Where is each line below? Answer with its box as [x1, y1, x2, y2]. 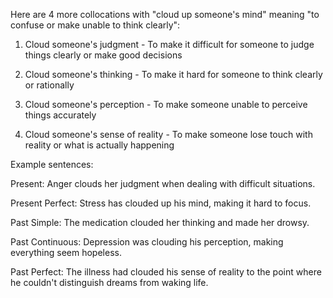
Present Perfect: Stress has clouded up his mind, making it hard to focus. [10, 197, 312, 209]
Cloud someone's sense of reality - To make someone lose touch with [24, 129, 313, 140]
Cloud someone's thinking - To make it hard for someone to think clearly [24, 69, 323, 80]
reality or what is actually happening [24, 139, 175, 151]
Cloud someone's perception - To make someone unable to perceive [24, 99, 308, 110]
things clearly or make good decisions [24, 49, 183, 61]
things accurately [24, 109, 97, 121]
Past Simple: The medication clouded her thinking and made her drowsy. [10, 217, 310, 228]
